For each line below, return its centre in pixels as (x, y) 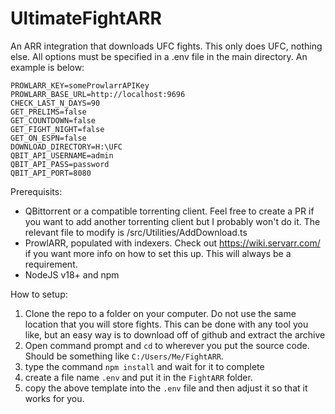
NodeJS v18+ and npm (72, 274)
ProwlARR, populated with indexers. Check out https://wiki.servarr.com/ (172, 243)
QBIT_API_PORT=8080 (51, 173)
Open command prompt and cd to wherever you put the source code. (167, 345)
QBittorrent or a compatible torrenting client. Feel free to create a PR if (169, 211)
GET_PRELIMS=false (48, 112)
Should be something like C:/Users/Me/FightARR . (124, 356)
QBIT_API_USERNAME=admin (62, 155)
